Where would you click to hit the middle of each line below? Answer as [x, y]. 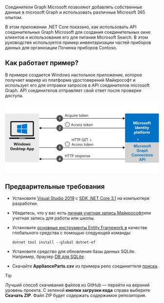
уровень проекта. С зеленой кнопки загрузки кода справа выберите [78, 290]
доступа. [14, 95]
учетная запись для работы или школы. [53, 218]
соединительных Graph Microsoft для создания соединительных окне [78, 32]
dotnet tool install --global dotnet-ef [54, 242]
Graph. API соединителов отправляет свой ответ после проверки [73, 90]
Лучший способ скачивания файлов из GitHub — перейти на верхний [77, 285]
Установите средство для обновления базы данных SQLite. [74, 252]
